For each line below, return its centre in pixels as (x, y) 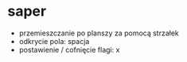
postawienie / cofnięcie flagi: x (69, 49)
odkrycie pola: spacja (54, 41)
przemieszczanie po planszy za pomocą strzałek (99, 33)
